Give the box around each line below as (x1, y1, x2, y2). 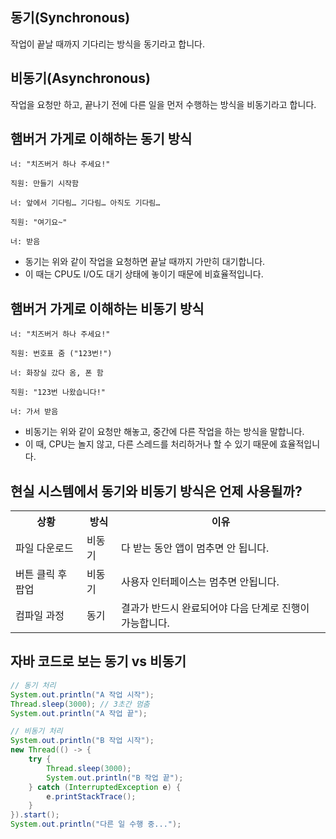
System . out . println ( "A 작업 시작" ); (10, 689, 155, 700)
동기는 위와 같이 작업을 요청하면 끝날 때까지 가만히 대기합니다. (24, 256, 266, 268)
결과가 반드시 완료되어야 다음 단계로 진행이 (121, 601, 310, 615)
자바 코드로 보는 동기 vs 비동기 (10, 653, 187, 670)
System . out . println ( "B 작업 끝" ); (46, 773, 184, 783)
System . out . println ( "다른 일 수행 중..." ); (10, 819, 182, 830)
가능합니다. (121, 616, 170, 630)
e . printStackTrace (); (46, 791, 137, 802)
